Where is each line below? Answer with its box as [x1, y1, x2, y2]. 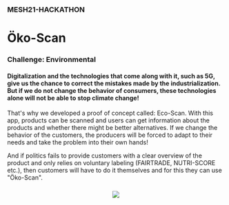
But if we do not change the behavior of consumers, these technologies [7, 86, 217, 94]
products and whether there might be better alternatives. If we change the [7, 124, 218, 132]
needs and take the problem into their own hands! [7, 138, 148, 147]
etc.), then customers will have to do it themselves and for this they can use [7, 166, 222, 175]
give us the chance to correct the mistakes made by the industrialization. [7, 79, 221, 87]
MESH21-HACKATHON [7, 5, 85, 14]
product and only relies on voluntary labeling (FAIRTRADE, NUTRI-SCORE [7, 159, 216, 167]
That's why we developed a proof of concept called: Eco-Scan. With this [7, 109, 214, 118]
